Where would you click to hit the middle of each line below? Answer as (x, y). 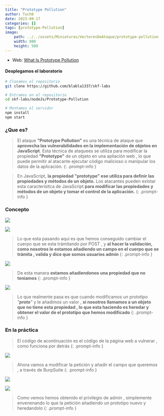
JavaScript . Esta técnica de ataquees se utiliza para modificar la (82, 151)
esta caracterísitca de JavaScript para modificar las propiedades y (85, 186)
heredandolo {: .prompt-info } (47, 408)
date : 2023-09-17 (23, 19)
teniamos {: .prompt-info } (44, 278)
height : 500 (26, 46)
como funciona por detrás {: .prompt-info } (60, 346)
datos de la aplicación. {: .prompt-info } (57, 166)
